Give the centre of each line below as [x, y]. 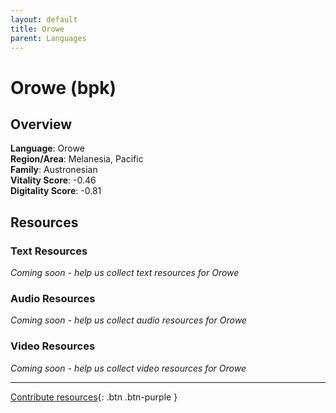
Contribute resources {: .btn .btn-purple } [94, 397]
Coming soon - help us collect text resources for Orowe [125, 273]
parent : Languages [48, 38]
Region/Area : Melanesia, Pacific [77, 159]
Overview [41, 124]
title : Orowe [37, 29]
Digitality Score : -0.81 [56, 191]
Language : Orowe [47, 148]
